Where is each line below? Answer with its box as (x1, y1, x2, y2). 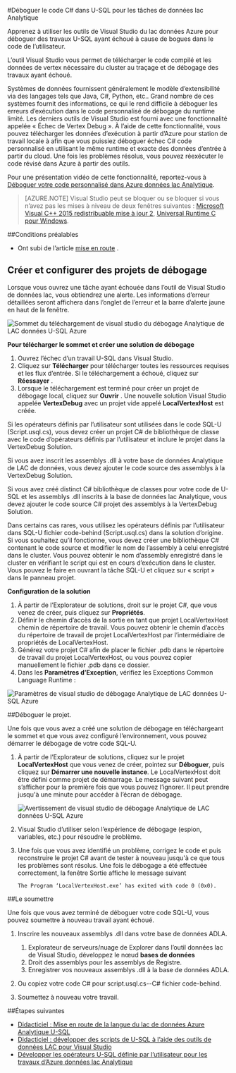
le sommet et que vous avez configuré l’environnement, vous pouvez (7, 731, 207, 740)
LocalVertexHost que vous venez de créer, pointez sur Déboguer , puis (17, 760, 225, 768)
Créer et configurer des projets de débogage (7, 264, 208, 276)
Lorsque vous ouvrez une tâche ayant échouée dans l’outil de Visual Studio (7, 283, 225, 291)
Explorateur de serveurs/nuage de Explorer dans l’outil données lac (27, 943, 223, 951)
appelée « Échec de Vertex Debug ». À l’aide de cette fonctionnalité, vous (7, 122, 221, 130)
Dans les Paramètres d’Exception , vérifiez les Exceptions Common (17, 668, 213, 676)
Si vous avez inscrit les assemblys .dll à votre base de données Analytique (7, 456, 223, 465)
